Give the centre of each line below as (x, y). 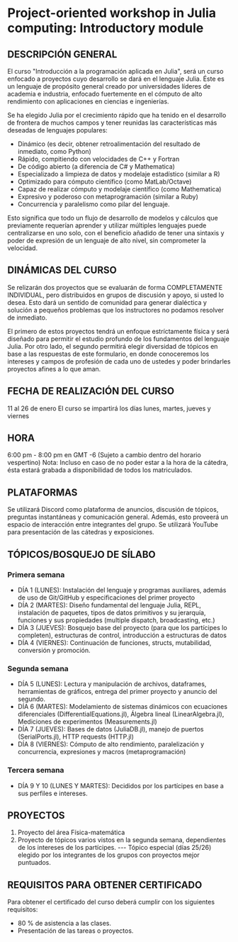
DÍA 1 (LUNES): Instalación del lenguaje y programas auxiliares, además (122, 590)
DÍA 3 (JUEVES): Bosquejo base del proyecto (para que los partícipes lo (123, 627)
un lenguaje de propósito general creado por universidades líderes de (109, 86)
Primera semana (36, 574)
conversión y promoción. (54, 650)
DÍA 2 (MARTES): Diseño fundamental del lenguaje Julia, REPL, (109, 605)
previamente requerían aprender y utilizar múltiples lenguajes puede (107, 225)
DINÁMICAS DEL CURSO (62, 270)
